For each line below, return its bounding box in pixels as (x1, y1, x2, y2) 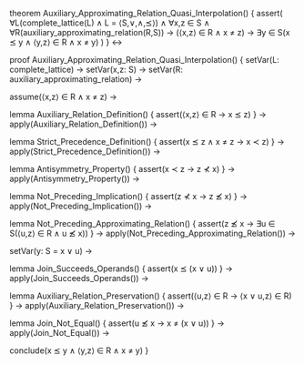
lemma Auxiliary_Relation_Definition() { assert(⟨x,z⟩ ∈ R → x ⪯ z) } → (9, 109, 267, 119)
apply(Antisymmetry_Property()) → (9, 173, 140, 184)
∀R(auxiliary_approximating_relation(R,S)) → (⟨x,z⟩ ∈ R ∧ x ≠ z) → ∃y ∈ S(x (9, 27, 290, 37)
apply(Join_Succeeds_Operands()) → (9, 273, 149, 283)
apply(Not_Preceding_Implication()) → (9, 200, 153, 211)
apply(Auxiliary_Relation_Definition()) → (9, 118, 157, 129)
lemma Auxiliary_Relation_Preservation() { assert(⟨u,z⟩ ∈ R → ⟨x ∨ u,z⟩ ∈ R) (9, 290, 293, 301)
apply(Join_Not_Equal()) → (9, 328, 110, 338)
